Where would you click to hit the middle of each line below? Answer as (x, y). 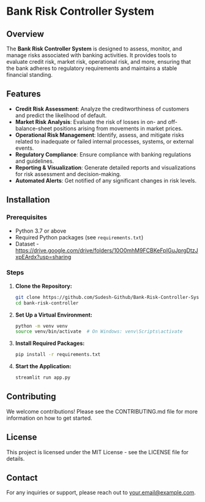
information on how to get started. (50, 418)
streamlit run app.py (43, 378)
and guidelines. (35, 161)
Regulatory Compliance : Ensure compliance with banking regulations (103, 154)
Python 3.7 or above (41, 231)
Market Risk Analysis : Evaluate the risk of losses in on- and (91, 122)
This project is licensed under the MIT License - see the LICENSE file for (97, 452)
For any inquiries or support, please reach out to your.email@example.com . (101, 493)
